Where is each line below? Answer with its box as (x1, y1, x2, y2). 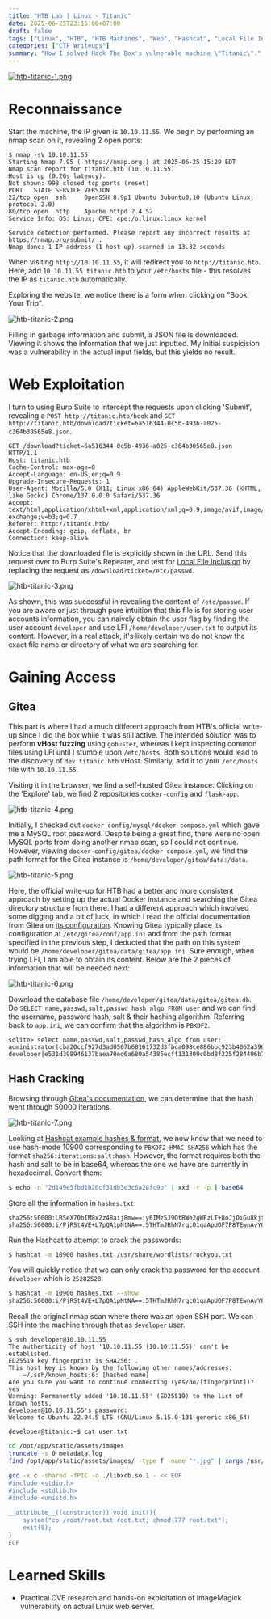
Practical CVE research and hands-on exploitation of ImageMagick (19, 1592, 242, 1602)
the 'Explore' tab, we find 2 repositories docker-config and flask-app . (8, 788, 240, 798)
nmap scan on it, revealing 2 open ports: (8, 135, 143, 145)
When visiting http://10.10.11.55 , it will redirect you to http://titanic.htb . (8, 256, 261, 267)
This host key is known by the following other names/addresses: (8, 1364, 232, 1372)
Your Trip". (8, 298, 44, 308)
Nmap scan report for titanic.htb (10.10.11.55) (8, 165, 175, 173)
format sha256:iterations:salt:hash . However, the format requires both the (8, 1150, 261, 1160)
